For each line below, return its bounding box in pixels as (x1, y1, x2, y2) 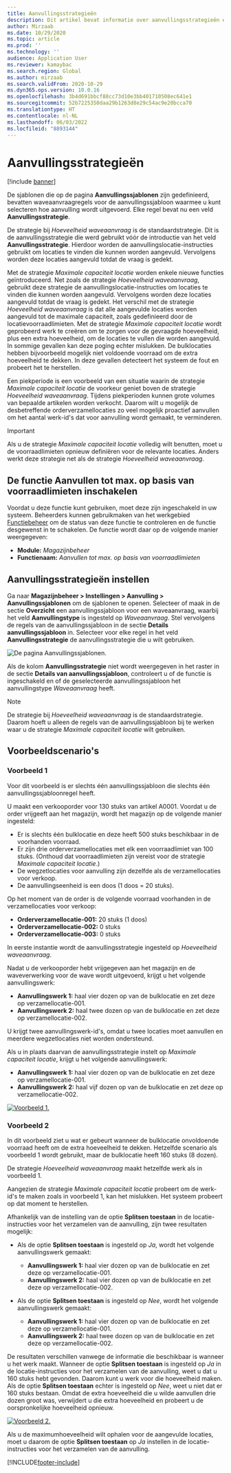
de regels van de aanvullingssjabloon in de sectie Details (7, 620, 168, 629)
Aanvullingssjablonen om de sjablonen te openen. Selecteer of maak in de (7, 599, 221, 607)
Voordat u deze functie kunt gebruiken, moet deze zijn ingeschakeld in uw (7, 503, 217, 512)
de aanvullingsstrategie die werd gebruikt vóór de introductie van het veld (7, 233, 217, 241)
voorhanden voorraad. (16, 837, 81, 846)
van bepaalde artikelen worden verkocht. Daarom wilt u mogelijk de (7, 399, 198, 407)
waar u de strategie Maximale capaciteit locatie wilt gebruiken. (7, 725, 186, 733)
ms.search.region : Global (7, 67, 81, 74)
